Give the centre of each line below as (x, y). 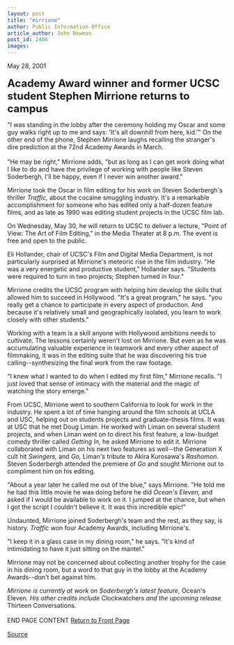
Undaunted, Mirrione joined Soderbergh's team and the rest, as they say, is (115, 521)
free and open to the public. (47, 241)
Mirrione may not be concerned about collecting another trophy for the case (117, 562)
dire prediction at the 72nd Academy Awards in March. (85, 147)
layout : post (26, 14)
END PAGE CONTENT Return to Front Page (69, 620)
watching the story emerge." (48, 391)
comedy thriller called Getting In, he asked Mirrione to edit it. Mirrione (107, 441)
